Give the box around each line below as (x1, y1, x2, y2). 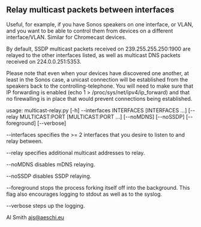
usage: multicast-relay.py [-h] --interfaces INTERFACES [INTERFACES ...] (6, 106, 187, 114)
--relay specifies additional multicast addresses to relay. (6, 149, 145, 156)
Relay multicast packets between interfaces (6, 5, 175, 15)
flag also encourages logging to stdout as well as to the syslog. (6, 190, 163, 198)
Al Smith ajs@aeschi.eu (6, 213, 65, 221)
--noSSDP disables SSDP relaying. (6, 172, 92, 180)
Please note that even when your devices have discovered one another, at (6, 69, 189, 77)
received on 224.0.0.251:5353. (6, 58, 82, 65)
